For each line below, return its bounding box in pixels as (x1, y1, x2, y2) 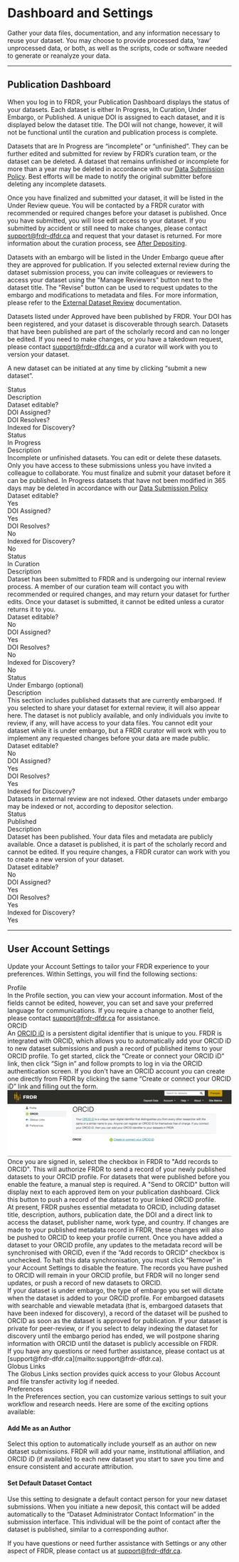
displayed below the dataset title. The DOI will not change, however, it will (7, 120, 223, 129)
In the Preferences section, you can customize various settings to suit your (7, 1392, 226, 1401)
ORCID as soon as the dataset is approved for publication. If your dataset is (7, 1317, 228, 1325)
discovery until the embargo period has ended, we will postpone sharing (7, 1332, 220, 1340)
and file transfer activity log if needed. (7, 1377, 119, 1386)
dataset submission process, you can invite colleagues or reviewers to (7, 267, 213, 276)
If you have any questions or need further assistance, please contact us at (7, 1347, 225, 1356)
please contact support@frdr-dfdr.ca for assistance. (7, 1014, 161, 1022)
